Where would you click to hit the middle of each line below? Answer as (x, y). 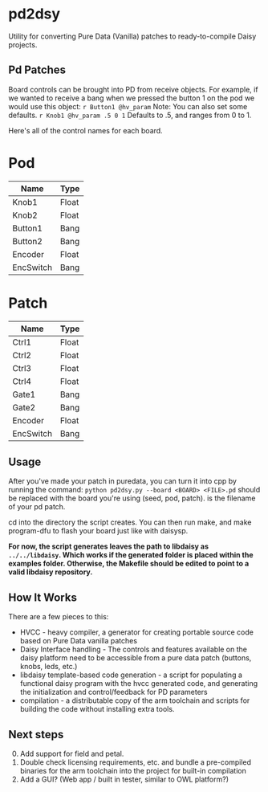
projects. (23, 44)
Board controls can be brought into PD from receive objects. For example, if (133, 89)
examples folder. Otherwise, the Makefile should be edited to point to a (129, 564)
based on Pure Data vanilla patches (79, 641)
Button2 (27, 241)
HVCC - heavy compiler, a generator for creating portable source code (137, 632)
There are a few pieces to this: (59, 617)
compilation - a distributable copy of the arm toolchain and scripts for (135, 700)
